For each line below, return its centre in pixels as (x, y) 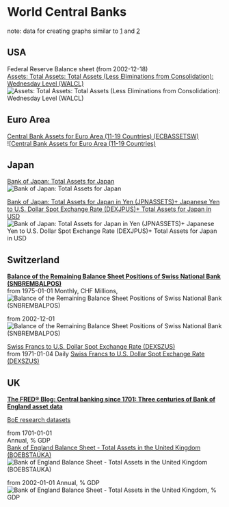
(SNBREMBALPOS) (35, 284)
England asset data (35, 406)
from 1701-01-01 (30, 433)
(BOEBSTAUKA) (29, 455)
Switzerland (33, 260)
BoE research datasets (39, 420)
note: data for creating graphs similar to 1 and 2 (73, 31)
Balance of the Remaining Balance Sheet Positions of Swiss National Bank (114, 276)
